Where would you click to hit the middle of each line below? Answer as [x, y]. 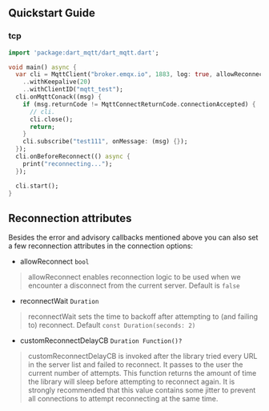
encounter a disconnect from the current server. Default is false [134, 286]
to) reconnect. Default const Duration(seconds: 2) [112, 325]
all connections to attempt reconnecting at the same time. [123, 399]
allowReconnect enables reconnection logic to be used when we [134, 277]
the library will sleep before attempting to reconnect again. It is [131, 382]
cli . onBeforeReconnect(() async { [73, 157]
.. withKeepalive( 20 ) [57, 82]
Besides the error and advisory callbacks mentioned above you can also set [133, 238]
